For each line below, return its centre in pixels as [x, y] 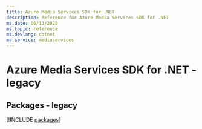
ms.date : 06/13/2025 [32, 23]
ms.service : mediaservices [40, 40]
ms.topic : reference [32, 29]
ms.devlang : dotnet [31, 35]
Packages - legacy [42, 105]
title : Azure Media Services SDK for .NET [60, 12]
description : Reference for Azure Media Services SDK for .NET [88, 18]
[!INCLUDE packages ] [34, 120]
